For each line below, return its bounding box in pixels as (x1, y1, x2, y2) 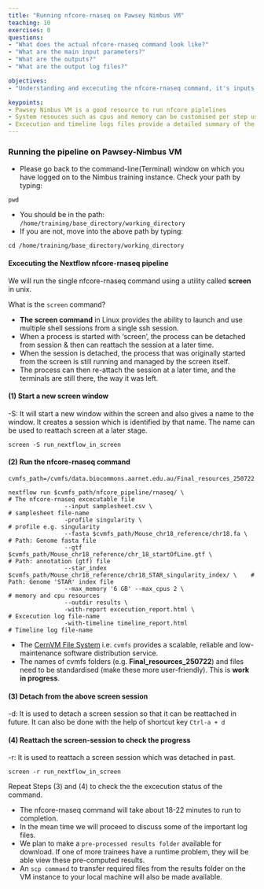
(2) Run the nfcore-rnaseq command (8, 457, 131, 467)
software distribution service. (63, 648, 159, 658)
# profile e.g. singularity (8, 522, 101, 531)
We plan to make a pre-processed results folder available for (19, 839, 222, 848)
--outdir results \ (64, 599, 128, 607)
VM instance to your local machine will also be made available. (19, 872, 222, 882)
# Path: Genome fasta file (8, 537, 97, 544)
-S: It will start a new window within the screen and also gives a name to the (8, 408, 254, 418)
